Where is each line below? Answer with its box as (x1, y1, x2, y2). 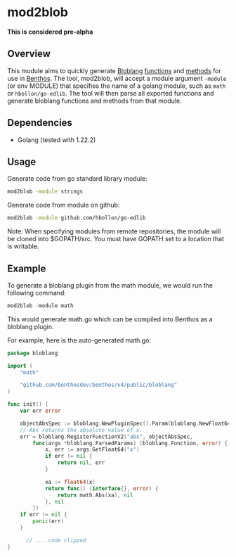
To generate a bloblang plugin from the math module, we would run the (7, 281, 213, 289)
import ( (7, 362, 33, 369)
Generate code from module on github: (7, 201, 120, 210)
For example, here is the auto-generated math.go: (7, 335, 152, 345)
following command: (7, 288, 67, 297)
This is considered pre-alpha (7, 27, 93, 36)
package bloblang (7, 350, 58, 357)
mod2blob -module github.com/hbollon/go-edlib (7, 215, 146, 222)
